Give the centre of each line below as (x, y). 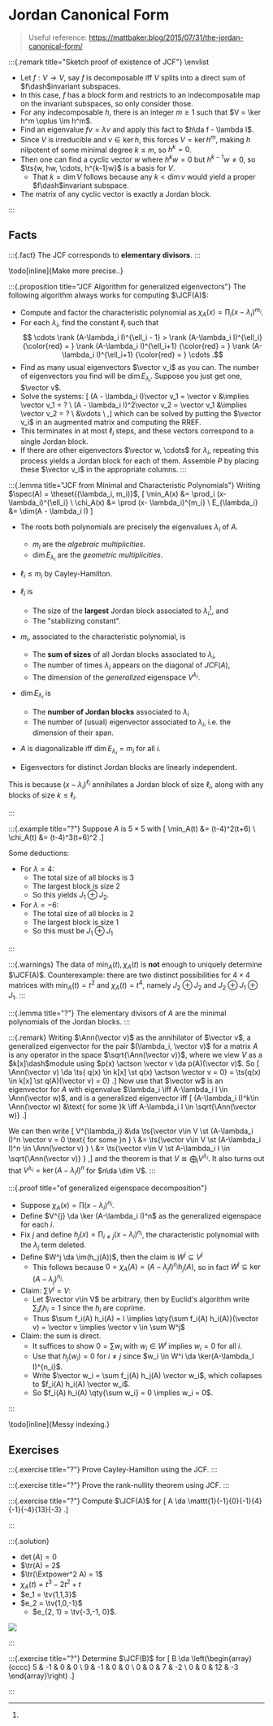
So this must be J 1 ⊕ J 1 (73, 932)
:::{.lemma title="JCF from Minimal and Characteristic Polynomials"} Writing (134, 485)
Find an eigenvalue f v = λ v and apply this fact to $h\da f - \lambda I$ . (137, 129)
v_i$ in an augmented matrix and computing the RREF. (110, 422)
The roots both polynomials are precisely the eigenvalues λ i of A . (129, 528)
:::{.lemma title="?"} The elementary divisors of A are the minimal (117, 1013)
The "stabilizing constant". (76, 621)
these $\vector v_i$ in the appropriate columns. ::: (103, 469)
